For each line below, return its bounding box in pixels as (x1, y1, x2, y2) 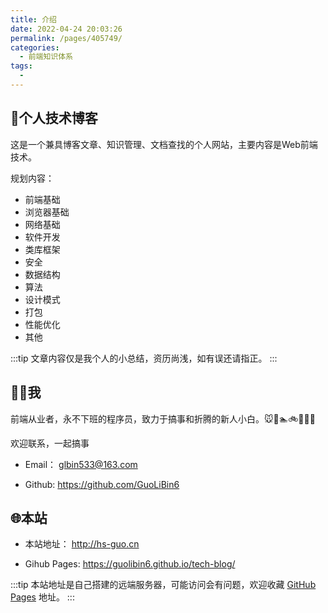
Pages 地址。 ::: (10, 591, 75, 603)
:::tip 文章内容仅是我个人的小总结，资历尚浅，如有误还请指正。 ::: (10, 352, 278, 364)
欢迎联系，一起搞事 (10, 437, 90, 449)
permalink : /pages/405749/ (10, 33, 123, 43)
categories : (10, 42, 60, 53)
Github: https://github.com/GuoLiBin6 (24, 478, 180, 490)
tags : (10, 61, 33, 71)
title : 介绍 (10, 14, 57, 25)
